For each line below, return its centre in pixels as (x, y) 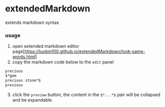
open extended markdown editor (46, 46)
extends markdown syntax (32, 22)
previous (14, 85)
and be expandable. (33, 100)
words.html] (25, 57)
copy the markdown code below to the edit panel (63, 62)
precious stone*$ (23, 80)
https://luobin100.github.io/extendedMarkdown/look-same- (85, 52)
